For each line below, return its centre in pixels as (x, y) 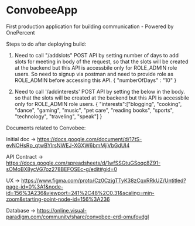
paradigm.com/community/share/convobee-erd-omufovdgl (78, 217)
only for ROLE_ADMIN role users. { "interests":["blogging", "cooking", (98, 104)
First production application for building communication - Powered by (90, 26)
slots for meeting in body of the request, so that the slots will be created (101, 61)
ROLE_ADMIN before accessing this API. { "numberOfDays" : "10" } (95, 80)
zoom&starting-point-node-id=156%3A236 (58, 199)
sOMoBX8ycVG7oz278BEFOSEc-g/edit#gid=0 (62, 169)
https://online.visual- (61, 210)
